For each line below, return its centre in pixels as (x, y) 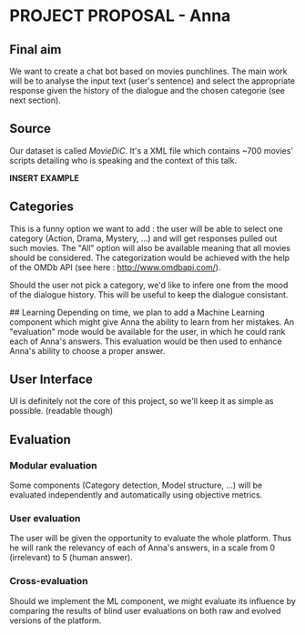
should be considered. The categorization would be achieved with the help (149, 257)
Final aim (36, 50)
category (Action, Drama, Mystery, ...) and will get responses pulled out (143, 238)
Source (30, 129)
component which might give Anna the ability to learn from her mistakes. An (152, 322)
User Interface (51, 380)
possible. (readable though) (61, 411)
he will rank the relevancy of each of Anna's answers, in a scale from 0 (142, 548)
